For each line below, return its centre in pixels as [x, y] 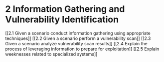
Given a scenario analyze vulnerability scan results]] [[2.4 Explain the [77, 43]
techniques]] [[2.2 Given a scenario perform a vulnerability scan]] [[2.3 [78, 38]
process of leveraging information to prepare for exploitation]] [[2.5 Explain [82, 49]
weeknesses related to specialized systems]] [51, 54]
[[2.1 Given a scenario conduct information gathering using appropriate [78, 33]
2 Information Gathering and [65, 9]
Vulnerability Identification [62, 19]
